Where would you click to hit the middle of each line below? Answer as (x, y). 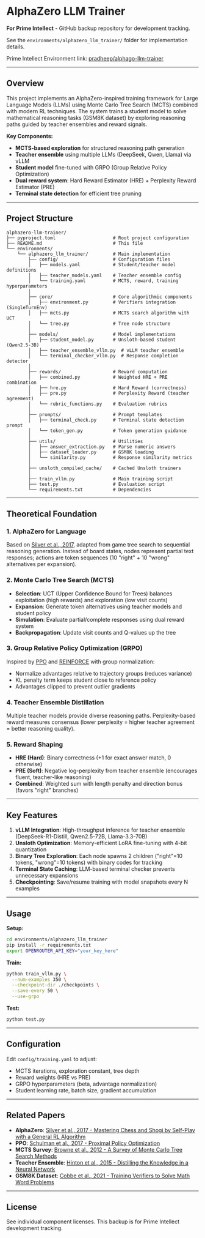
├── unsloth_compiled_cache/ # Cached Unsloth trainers (105, 468)
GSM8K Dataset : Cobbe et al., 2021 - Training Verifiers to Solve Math (103, 1176)
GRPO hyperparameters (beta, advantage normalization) (86, 1084)
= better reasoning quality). (41, 729)
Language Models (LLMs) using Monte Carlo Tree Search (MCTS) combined (102, 105)
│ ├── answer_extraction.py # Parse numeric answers (102, 447)
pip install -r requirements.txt (49, 945)
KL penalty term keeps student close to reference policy (86, 680)
